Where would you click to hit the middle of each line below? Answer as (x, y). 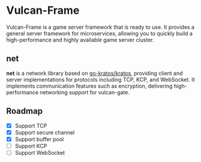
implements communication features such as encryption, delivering (89, 86)
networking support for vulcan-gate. (85, 92)
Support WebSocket (40, 152)
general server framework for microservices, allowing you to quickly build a (100, 33)
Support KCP (31, 146)
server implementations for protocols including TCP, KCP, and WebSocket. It (100, 79)
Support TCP (31, 125)
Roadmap (25, 111)
